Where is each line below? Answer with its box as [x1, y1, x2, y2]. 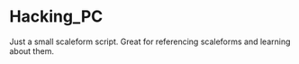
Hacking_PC [9, 6, 104, 27]
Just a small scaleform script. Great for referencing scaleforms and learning [9, 36, 291, 47]
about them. [9, 45, 54, 56]
